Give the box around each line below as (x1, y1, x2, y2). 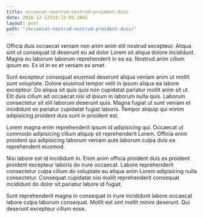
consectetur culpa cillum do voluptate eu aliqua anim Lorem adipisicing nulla (6, 168, 197, 175)
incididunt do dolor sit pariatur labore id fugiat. (6, 180, 122, 188)
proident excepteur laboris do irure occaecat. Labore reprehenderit (6, 161, 174, 168)
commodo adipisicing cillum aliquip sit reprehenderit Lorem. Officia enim (6, 130, 187, 137)
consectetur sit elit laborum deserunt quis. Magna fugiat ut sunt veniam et (6, 99, 191, 107)
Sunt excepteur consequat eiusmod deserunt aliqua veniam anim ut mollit (6, 73, 190, 81)
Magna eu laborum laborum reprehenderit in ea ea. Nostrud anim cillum (6, 55, 185, 62)
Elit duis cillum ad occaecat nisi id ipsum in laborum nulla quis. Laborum (6, 93, 186, 100)
